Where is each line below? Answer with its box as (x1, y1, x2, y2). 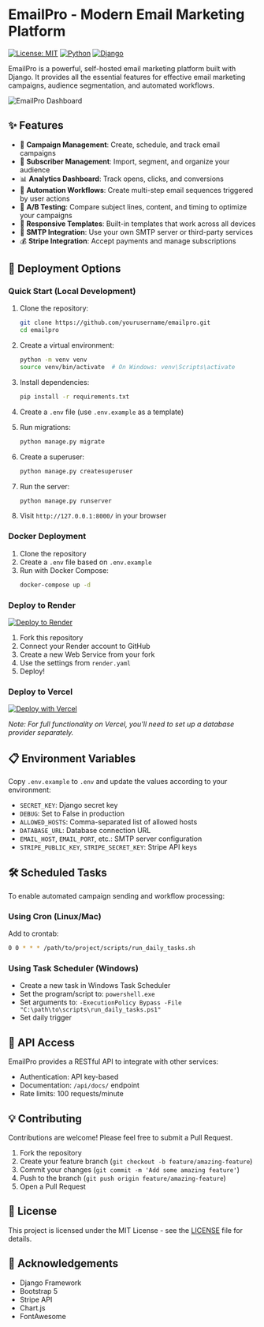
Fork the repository (19, 1148, 83, 1157)
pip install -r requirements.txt (19, 393, 130, 401)
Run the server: (19, 481, 70, 491)
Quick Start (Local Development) (8, 286, 136, 297)
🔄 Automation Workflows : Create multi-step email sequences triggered (19, 185, 254, 194)
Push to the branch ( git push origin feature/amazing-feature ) (19, 1173, 226, 1182)
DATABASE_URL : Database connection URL (19, 826, 151, 835)
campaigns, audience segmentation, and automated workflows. (8, 81, 215, 90)
